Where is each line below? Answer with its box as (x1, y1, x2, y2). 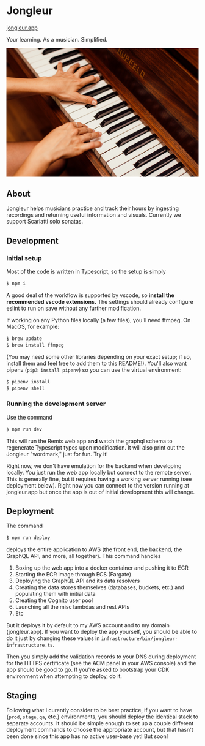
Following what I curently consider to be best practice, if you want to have (6, 707, 192, 714)
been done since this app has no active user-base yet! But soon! (6, 733, 168, 740)
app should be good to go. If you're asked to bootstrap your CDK (6, 666, 170, 674)
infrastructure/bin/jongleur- (101, 636, 178, 642)
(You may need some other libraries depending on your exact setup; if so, (6, 353, 192, 360)
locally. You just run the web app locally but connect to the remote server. (6, 469, 192, 476)
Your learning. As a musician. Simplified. (6, 36, 108, 43)
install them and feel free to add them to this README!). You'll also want (6, 360, 187, 367)
